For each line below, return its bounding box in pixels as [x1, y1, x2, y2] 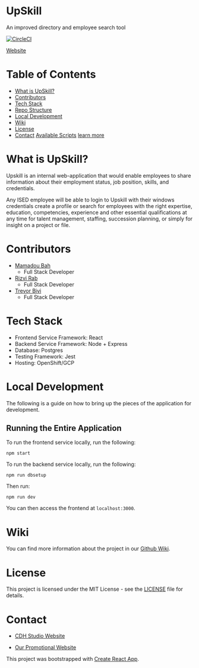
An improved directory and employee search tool [6, 24, 126, 31]
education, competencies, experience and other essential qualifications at [6, 209, 187, 216]
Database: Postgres [14, 346, 64, 354]
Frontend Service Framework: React [14, 334, 103, 341]
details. [6, 592, 24, 599]
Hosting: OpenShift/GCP [14, 359, 75, 366]
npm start [6, 450, 31, 456]
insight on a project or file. [6, 221, 71, 228]
